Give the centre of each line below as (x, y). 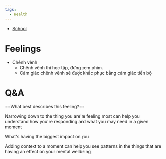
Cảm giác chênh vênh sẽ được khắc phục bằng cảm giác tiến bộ (85, 73)
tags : (11, 10)
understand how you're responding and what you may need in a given (77, 122)
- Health (19, 14)
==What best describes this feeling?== (45, 107)
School (20, 28)
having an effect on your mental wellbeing (48, 152)
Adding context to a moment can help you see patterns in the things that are (83, 146)
